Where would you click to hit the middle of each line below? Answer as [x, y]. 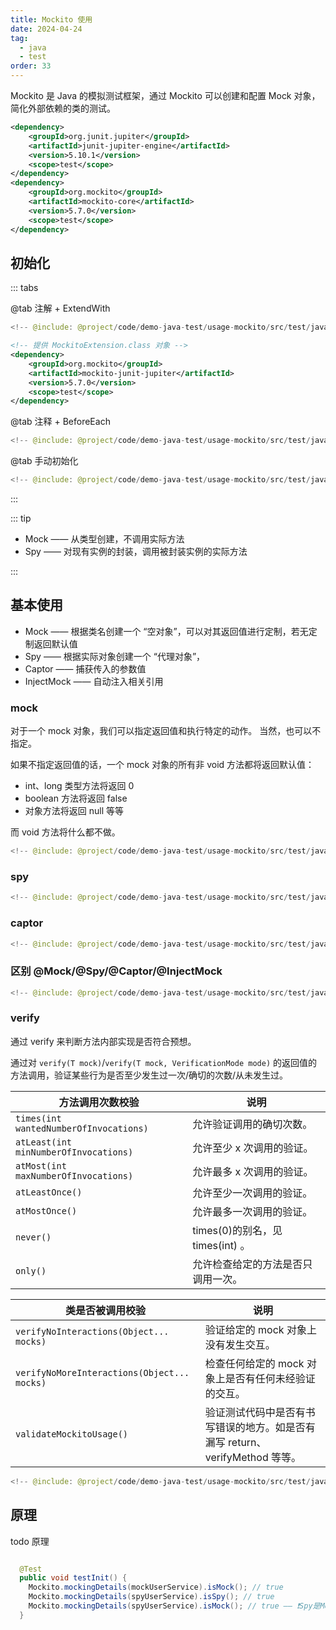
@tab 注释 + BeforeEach [60, 422]
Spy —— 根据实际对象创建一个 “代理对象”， [115, 656]
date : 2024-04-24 [46, 29]
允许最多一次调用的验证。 [252, 1211]
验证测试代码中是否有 [255, 1412]
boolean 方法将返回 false [76, 798]
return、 [247, 1442]
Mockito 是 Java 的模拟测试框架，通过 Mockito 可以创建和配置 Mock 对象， [165, 95]
